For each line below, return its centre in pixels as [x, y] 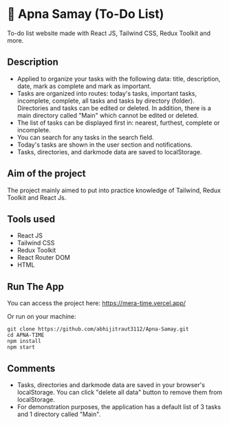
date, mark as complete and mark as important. [84, 86]
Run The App [35, 286]
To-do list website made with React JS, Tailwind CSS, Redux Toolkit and [109, 33]
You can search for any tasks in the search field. [85, 137]
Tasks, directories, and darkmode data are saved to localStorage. [109, 152]
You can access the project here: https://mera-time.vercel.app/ [97, 303]
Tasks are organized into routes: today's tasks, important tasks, [107, 93]
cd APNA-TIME [26, 335]
